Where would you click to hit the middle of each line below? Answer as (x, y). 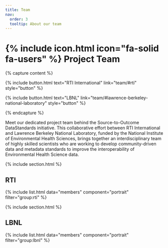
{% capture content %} (29, 73)
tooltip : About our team (36, 24)
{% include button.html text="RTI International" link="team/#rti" (71, 83)
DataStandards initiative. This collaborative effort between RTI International (83, 128)
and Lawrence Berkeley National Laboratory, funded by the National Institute (84, 133)
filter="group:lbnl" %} (28, 240)
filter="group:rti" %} (26, 197)
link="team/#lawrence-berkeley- (114, 98)
